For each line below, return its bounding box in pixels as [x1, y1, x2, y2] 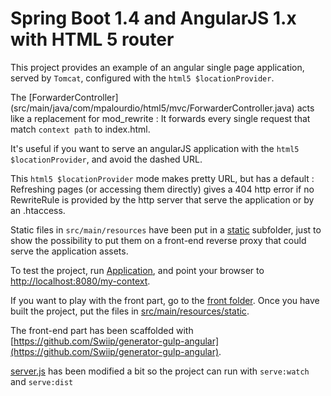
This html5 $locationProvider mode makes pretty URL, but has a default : [10, 172, 315, 184]
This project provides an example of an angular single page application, [10, 61, 305, 73]
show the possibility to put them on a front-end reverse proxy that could [10, 234, 307, 246]
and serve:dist [10, 375, 74, 387]
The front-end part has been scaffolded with [10, 324, 194, 336]
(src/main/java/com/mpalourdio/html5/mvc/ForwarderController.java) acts [10, 102, 315, 114]
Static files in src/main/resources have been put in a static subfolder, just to [10, 223, 322, 236]
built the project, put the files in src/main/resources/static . [10, 305, 250, 317]
